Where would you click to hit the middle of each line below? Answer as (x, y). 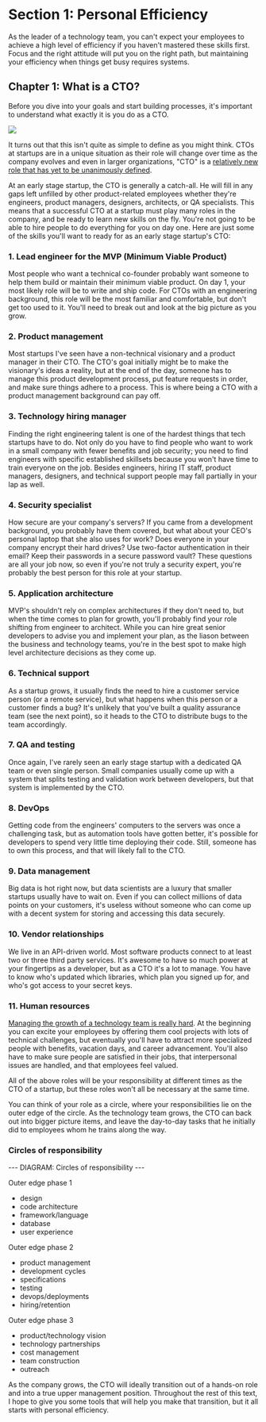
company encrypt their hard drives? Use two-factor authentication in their (129, 547)
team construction (50, 1361)
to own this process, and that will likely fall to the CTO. (97, 851)
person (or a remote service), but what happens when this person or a (123, 699)
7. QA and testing (42, 745)
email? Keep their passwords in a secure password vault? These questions (130, 555)
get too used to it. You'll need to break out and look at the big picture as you (132, 308)
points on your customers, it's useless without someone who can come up (130, 905)
